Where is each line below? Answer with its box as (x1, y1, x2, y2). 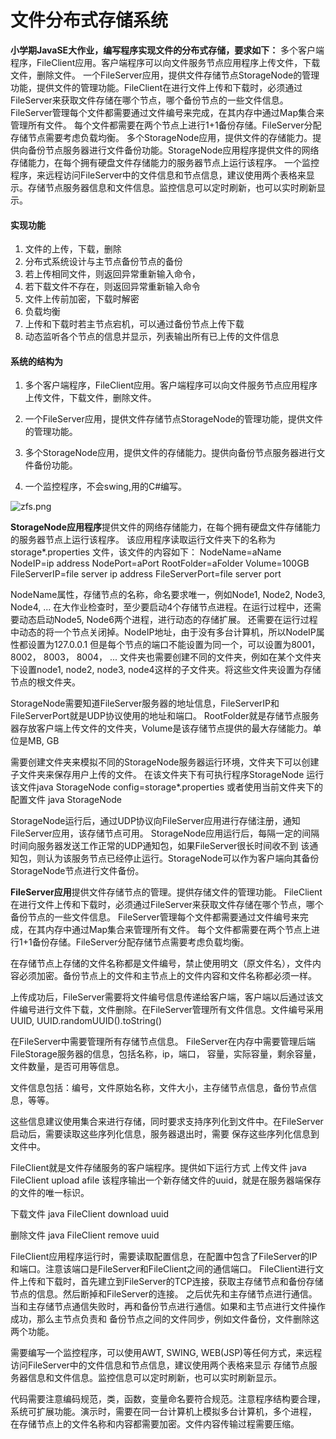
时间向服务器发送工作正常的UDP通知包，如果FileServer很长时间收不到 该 (10, 840, 310, 852)
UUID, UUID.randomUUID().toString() (10, 1015, 163, 1027)
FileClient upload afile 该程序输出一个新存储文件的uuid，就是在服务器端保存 (10, 1174, 322, 1186)
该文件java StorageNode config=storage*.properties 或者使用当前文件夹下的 (10, 781, 323, 793)
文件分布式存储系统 (10, 9, 169, 32)
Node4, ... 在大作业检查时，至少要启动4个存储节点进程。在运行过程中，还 (10, 601, 313, 613)
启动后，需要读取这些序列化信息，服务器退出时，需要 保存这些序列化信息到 (10, 1128, 320, 1140)
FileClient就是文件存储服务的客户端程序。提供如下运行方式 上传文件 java (10, 1162, 307, 1174)
